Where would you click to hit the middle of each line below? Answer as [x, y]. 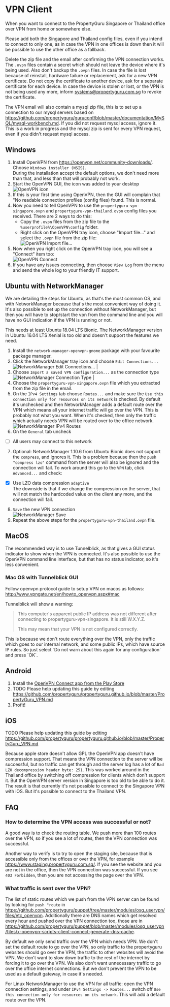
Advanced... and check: [37, 473]
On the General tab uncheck [42, 431]
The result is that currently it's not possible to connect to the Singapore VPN [85, 786]
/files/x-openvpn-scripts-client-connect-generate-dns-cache [70, 932]
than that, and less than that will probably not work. [66, 178]
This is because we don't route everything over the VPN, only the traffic [80, 639]
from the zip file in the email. [42, 388]
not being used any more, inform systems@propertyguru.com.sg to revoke [83, 91]
